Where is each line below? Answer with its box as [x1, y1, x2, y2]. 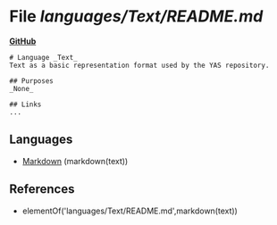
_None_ [9, 84, 34, 93]
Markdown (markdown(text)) [21, 155, 129, 166]
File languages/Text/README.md [9, 6, 264, 27]
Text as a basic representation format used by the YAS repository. [9, 61, 270, 70]
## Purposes [9, 76, 54, 86]
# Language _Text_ [9, 53, 78, 62]
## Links [9, 100, 42, 109]
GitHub [9, 36, 37, 46]
